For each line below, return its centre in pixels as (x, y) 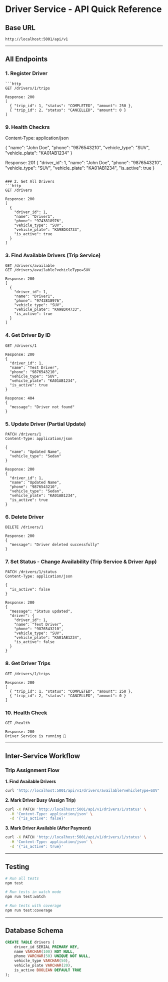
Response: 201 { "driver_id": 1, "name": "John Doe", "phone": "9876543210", (84, 162)
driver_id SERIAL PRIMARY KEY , (47, 947)
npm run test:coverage (29, 910)
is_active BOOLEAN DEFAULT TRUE (48, 970)
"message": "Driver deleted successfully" (54, 545)
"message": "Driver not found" (42, 407)
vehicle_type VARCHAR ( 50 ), (42, 961)
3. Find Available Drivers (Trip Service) (53, 255)
